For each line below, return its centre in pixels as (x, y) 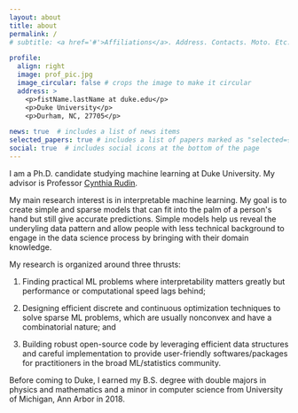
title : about (33, 26)
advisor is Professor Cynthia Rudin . (74, 183)
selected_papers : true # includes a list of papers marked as (126, 140)
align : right (41, 66)
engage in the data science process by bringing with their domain (129, 238)
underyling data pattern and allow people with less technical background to (147, 228)
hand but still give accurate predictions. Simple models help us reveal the (143, 219)
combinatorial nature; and (69, 327)
